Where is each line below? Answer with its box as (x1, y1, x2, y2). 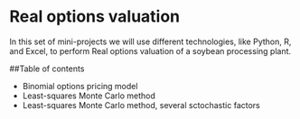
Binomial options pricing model (22, 80, 138, 91)
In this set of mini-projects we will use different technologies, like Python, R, (9, 36, 292, 47)
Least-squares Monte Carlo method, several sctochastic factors (22, 99, 260, 110)
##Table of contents (9, 63, 85, 74)
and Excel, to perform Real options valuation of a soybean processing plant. (9, 45, 292, 56)
